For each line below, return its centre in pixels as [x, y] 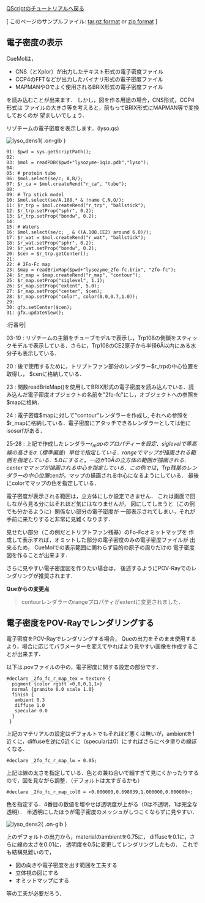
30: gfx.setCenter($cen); [39, 307]
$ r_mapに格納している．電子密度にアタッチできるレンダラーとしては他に [99, 423]
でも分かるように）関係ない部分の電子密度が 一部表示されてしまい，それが [101, 511]
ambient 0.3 [30, 700]
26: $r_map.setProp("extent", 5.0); [53, 286]
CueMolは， [22, 58]
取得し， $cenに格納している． [46, 374]
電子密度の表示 [35, 43]
